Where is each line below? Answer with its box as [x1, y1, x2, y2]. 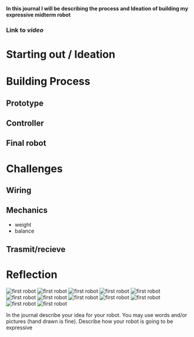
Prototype [6, 98, 44, 108]
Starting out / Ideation [6, 48, 116, 61]
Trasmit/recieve [6, 244, 66, 254]
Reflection [6, 268, 58, 282]
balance [14, 227, 35, 234]
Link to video [6, 26, 44, 34]
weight [14, 221, 31, 228]
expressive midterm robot [6, 11, 71, 18]
